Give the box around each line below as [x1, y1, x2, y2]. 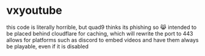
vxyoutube [6, 4, 63, 17]
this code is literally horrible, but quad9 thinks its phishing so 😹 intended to [6, 23, 197, 31]
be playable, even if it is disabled [6, 43, 88, 50]
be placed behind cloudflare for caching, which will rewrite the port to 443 [6, 30, 193, 37]
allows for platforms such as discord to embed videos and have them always [6, 36, 199, 43]
